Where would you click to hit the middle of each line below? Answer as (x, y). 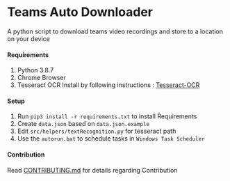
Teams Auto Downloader (80, 12)
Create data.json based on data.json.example (83, 124)
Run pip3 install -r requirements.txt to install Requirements (107, 116)
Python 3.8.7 (35, 70)
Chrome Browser (41, 78)
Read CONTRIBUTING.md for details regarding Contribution (92, 170)
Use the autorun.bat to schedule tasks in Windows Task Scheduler (111, 139)
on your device (28, 38)
